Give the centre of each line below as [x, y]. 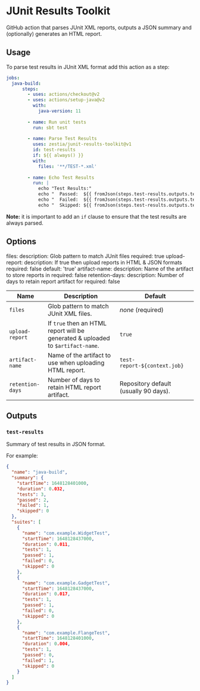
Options [21, 242]
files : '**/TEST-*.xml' [67, 166]
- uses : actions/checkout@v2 [64, 94]
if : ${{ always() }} [58, 155]
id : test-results [54, 150]
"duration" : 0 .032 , [41, 489]
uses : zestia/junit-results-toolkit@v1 [82, 144]
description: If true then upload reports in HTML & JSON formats [103, 262]
